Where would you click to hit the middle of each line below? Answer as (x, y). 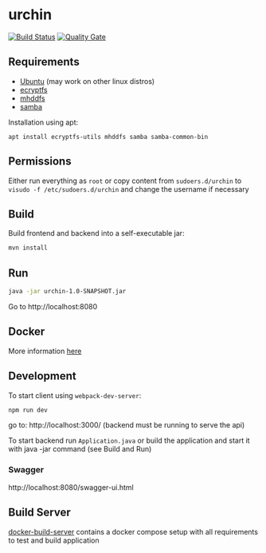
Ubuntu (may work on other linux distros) (87, 81)
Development (43, 376)
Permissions (40, 161)
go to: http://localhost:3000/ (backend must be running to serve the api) (127, 425)
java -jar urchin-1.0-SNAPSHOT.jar (67, 292)
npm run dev (28, 410)
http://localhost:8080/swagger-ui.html (71, 487)
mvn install (28, 248)
